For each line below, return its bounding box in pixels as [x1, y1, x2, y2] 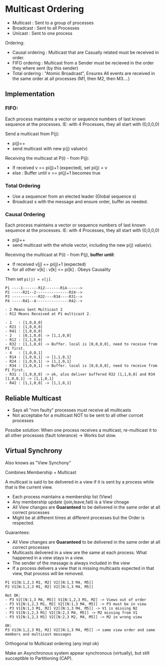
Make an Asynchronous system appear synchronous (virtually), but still [5, 650, 150, 656]
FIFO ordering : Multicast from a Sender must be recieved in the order [12, 60, 154, 66]
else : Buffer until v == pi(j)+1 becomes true [12, 170, 101, 176]
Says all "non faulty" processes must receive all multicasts [12, 407, 132, 413]
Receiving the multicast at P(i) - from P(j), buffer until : [5, 252, 115, 258]
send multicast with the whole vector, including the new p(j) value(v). [12, 242, 153, 248]
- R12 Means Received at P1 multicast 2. [5, 312, 92, 317]
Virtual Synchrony [5, 446, 63, 455]
